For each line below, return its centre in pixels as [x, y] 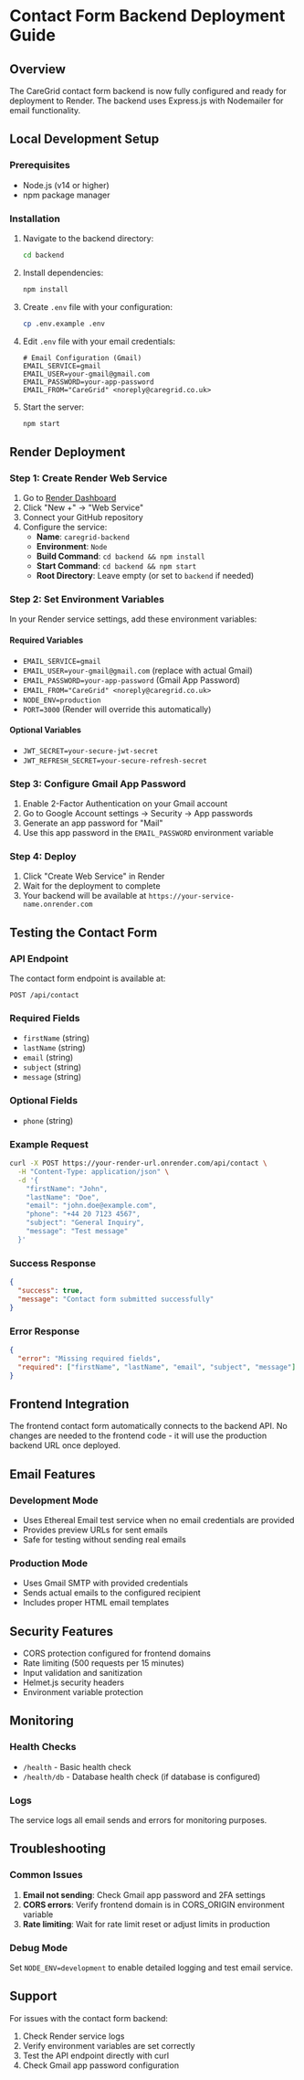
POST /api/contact [44, 996]
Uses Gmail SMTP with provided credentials [105, 1584]
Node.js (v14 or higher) [66, 185]
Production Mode [49, 1563]
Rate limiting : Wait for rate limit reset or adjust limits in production [147, 1924]
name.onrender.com [58, 905]
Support [33, 1996]
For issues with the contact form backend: [89, 2018]
